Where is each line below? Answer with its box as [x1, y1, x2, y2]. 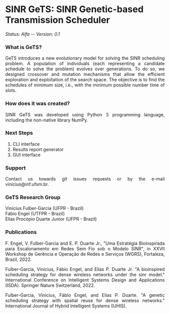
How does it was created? [5, 100, 70, 107]
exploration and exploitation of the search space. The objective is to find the [5, 77, 165, 83]
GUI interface [12, 152, 41, 158]
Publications [5, 229, 37, 236]
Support [5, 164, 26, 171]
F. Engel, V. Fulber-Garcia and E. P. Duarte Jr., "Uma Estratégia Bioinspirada [5, 240, 165, 246]
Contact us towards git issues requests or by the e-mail [5, 176, 165, 182]
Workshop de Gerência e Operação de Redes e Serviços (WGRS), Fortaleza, [5, 251, 165, 257]
